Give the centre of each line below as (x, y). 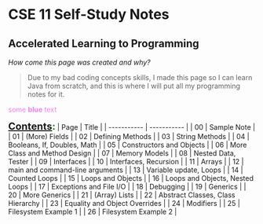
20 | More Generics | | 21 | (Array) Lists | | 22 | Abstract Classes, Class (122, 195)
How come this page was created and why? (79, 62)
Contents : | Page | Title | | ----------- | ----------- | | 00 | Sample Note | (132, 127)
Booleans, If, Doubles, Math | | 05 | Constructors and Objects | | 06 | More (128, 145)
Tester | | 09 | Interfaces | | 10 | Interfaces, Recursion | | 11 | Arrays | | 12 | (126, 162)
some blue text (33, 109)
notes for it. (46, 94)
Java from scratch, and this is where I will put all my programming (134, 86)
